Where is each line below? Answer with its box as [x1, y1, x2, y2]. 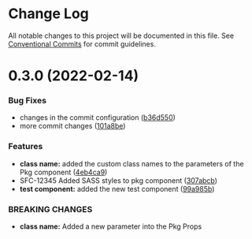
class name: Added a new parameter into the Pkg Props [19, 222, 202, 231]
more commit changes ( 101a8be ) [19, 121, 126, 131]
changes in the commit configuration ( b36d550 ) [19, 113, 176, 122]
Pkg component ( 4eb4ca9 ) [19, 167, 108, 177]
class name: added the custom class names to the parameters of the [19, 159, 244, 168]
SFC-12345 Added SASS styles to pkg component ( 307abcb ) [19, 175, 218, 185]
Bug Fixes [8, 95, 47, 106]
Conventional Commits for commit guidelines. [8, 39, 156, 48]
